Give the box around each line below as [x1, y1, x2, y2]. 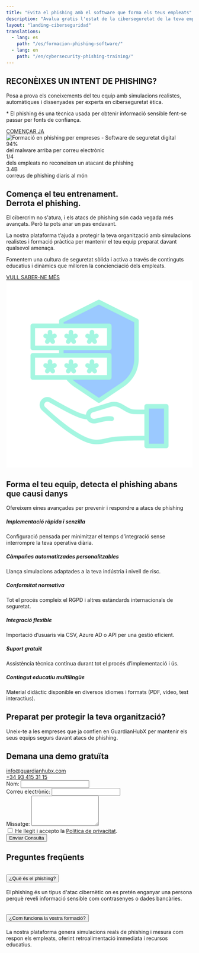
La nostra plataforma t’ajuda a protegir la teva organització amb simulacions [6, 232, 191, 239]
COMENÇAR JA [6, 128, 44, 135]
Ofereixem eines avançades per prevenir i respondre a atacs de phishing [6, 504, 184, 512]
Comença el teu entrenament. [6, 189, 118, 199]
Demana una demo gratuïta [6, 752, 109, 762]
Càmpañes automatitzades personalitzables [6, 553, 120, 560]
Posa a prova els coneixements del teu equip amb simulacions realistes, [6, 92, 182, 99]
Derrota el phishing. [6, 198, 81, 208]
